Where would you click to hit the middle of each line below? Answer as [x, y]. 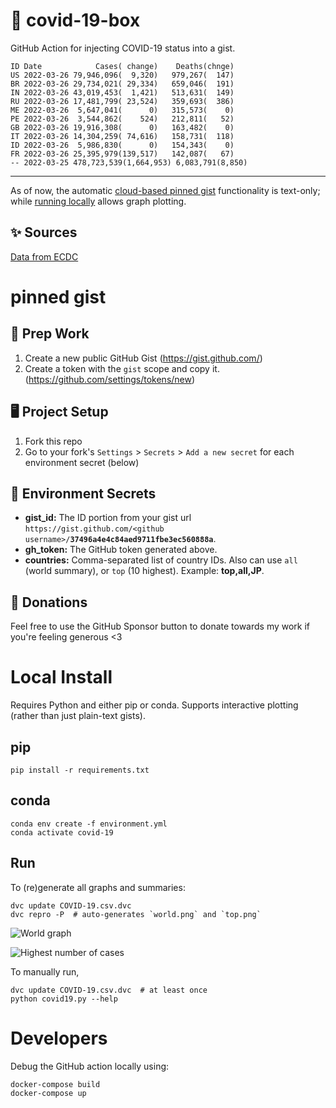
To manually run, [45, 971]
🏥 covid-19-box [75, 20]
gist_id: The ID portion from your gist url [108, 518]
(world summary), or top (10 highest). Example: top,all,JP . [144, 571]
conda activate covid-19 [62, 832]
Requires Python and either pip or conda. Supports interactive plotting [154, 705]
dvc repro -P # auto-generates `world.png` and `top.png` [136, 914]
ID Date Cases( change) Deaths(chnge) [122, 66]
